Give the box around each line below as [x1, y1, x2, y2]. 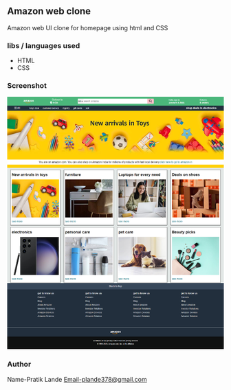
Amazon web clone [7, 5, 91, 17]
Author [7, 360, 32, 369]
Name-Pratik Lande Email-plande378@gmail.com [7, 375, 147, 383]
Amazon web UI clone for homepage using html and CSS [7, 23, 168, 32]
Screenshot [7, 81, 47, 91]
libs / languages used [7, 41, 80, 50]
